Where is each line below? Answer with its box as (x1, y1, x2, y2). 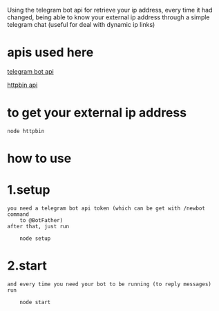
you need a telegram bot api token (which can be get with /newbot (7, 205, 206, 212)
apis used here (7, 45, 94, 61)
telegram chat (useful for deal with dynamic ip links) (7, 21, 155, 28)
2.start (7, 258, 47, 274)
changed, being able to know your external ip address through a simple (7, 13, 210, 21)
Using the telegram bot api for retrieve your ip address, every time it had (7, 6, 213, 14)
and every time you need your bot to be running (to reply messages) (7, 281, 212, 288)
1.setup (7, 182, 50, 198)
